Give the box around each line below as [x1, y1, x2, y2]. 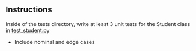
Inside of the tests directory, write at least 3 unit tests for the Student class [5, 20, 191, 27]
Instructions [5, 5, 52, 15]
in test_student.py [5, 27, 50, 34]
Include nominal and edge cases [14, 38, 95, 45]
